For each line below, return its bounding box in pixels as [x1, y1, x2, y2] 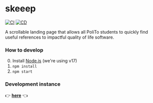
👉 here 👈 [5, 92, 28, 98]
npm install [12, 64, 37, 69]
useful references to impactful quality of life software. [5, 34, 115, 40]
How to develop [5, 47, 43, 53]
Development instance [5, 81, 61, 88]
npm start [12, 69, 33, 74]
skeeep [5, 3, 36, 14]
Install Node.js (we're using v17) [12, 58, 77, 64]
